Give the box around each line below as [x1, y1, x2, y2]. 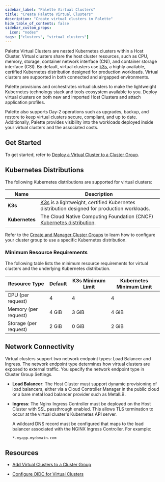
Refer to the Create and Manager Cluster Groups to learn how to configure [5, 232, 156, 238]
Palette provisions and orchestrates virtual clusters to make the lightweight [5, 83, 156, 89]
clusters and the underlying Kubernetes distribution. [5, 266, 110, 271]
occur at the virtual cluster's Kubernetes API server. [12, 411, 117, 417]
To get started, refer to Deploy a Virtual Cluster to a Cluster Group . [5, 152, 139, 158]
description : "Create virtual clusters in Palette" [5, 16, 113, 21]
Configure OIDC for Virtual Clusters [12, 471, 84, 477]
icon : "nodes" [9, 30, 38, 35]
